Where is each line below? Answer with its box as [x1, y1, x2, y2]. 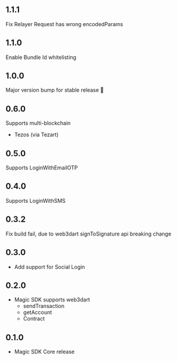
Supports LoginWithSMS [5, 197, 66, 204]
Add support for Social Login [14, 263, 85, 270]
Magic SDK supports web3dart [14, 296, 91, 303]
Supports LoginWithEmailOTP [5, 164, 78, 171]
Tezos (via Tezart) [14, 131, 59, 139]
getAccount [23, 309, 52, 316]
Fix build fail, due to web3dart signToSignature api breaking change [5, 230, 172, 237]
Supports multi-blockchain [5, 120, 71, 127]
